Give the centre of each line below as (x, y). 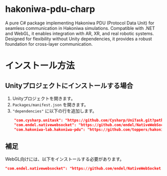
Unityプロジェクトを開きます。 (44, 98)
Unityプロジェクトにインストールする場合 (69, 86)
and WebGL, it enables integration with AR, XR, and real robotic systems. (80, 33)
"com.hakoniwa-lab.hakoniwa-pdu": (50, 130)
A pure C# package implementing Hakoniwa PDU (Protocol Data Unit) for (80, 23)
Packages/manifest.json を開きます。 (50, 104)
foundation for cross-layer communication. (49, 44)
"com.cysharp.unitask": (39, 120)
